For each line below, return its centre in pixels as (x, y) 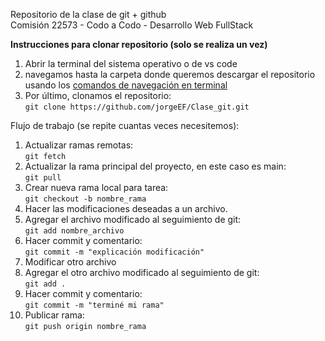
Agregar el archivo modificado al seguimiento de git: (133, 219)
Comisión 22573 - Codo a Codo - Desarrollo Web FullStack (132, 25)
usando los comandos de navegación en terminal (126, 85)
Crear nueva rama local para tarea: (96, 187)
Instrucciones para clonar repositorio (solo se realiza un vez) (139, 44)
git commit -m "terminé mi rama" (94, 305)
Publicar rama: (54, 315)
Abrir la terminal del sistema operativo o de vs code (131, 63)
